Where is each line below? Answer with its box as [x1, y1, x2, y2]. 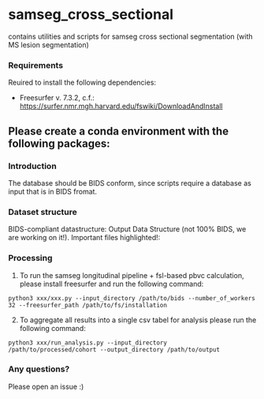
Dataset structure [8, 206, 77, 217]
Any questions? [8, 363, 70, 375]
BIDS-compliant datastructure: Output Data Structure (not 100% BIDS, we [8, 224, 247, 234]
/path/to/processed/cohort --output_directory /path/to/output [8, 345, 221, 353]
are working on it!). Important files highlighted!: [8, 233, 161, 243]
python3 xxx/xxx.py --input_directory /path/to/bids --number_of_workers [8, 294, 256, 302]
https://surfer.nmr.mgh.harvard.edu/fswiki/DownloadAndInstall [19, 101, 223, 111]
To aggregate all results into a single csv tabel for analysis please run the [19, 314, 257, 325]
